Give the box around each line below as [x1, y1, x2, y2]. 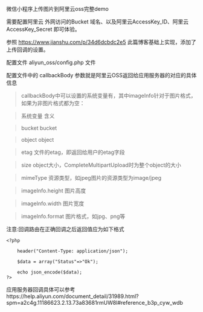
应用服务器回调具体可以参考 [6, 286, 76, 293]
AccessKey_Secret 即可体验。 [6, 26, 80, 33]
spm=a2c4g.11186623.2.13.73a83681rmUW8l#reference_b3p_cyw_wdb [6, 299, 183, 306]
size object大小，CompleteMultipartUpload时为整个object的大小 [21, 162, 181, 168]
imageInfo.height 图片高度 [21, 187, 86, 194]
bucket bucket [21, 124, 57, 132]
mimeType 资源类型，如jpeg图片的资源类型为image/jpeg [21, 174, 162, 181]
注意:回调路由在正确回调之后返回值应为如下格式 [6, 226, 125, 232]
